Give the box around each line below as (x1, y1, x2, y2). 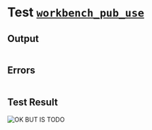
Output (7, 33, 39, 45)
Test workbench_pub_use (7, 4, 145, 21)
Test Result (7, 97, 58, 109)
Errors (7, 65, 35, 77)
